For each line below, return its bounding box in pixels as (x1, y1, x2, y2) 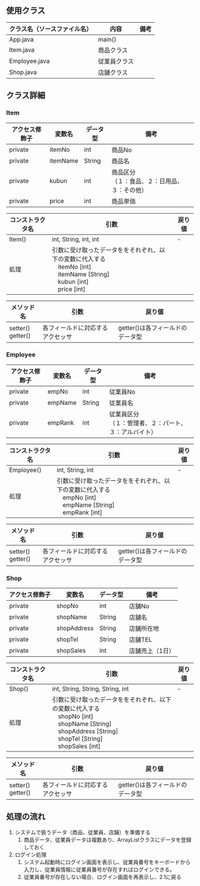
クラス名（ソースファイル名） (9, 24, 92, 33)
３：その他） (111, 186, 148, 194)
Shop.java (9, 68, 37, 76)
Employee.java (9, 57, 50, 65)
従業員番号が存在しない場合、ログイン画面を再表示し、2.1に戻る (23, 873, 182, 880)
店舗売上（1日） (129, 647, 175, 655)
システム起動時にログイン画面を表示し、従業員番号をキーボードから (23, 858, 191, 865)
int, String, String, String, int (52, 685, 129, 693)
